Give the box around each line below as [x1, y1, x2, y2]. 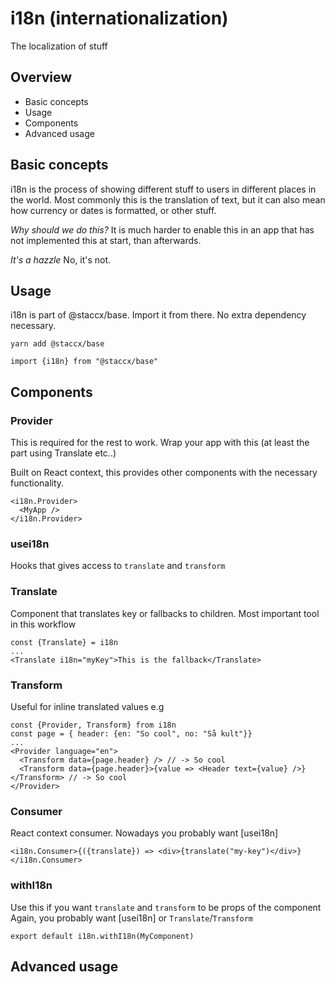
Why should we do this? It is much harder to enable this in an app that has [10, 223, 315, 236]
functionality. [10, 477, 65, 489]
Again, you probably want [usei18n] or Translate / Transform [10, 912, 253, 924]
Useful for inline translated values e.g [10, 700, 165, 712]
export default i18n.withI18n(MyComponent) [10, 931, 195, 941]
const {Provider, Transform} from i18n [10, 720, 177, 730]
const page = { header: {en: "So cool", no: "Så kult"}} [10, 728, 253, 739]
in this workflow [10, 618, 77, 630]
